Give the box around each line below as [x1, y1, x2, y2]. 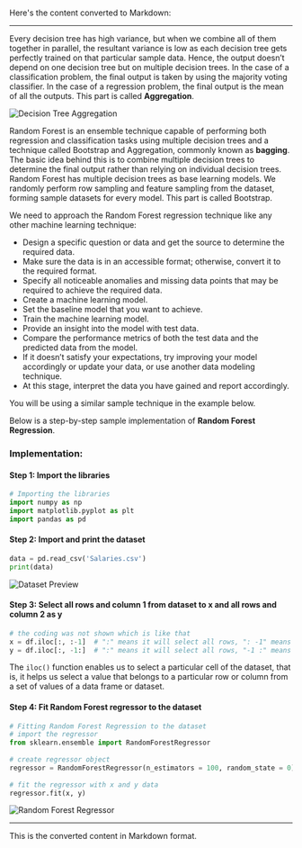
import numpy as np [9, 498, 83, 507]
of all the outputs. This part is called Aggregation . [9, 91, 195, 101]
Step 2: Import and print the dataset [9, 534, 146, 545]
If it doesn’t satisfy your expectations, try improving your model [22, 352, 258, 362]
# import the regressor [9, 730, 99, 739]
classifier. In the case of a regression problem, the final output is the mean [9, 81, 285, 92]
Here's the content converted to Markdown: [9, 7, 172, 18]
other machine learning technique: [9, 220, 137, 230]
